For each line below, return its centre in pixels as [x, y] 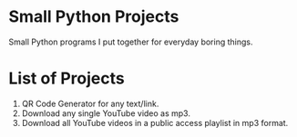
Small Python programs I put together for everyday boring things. [131, 42]
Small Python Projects [94, 17]
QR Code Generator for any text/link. [90, 103]
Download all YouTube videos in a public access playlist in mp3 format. [155, 122]
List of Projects [67, 78]
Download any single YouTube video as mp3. [106, 113]
